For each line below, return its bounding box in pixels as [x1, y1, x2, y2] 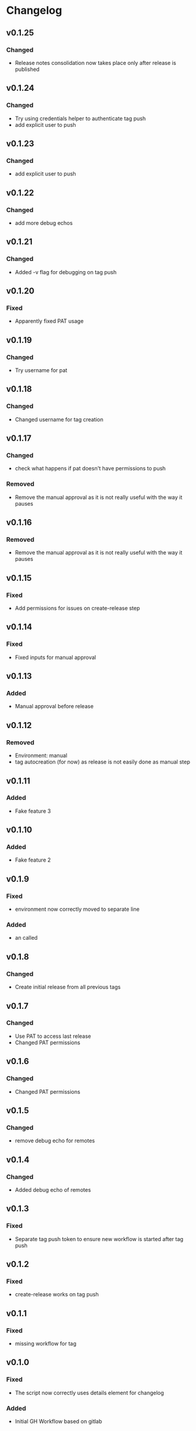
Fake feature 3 [14, 807, 51, 815]
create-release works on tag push [14, 1291, 99, 1298]
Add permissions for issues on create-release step [14, 605, 140, 612]
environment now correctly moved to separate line [14, 905, 140, 913]
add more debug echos [14, 219, 73, 226]
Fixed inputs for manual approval [14, 654, 97, 661]
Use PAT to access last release [14, 1032, 92, 1040]
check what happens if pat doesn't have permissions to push [14, 465, 166, 472]
